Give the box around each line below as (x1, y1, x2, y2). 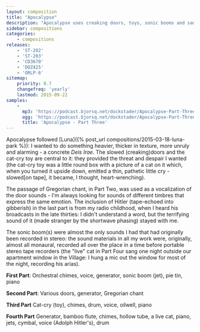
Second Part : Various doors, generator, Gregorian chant (6, 290, 144, 297)
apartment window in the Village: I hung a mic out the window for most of (6, 254, 186, 261)
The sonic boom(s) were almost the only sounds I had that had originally (6, 229, 183, 236)
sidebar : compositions (6, 25, 62, 32)
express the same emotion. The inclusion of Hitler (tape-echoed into (6, 198, 174, 206)
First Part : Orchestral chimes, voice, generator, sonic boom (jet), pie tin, (6, 272, 183, 279)
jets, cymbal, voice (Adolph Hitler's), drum (6, 319, 110, 327)
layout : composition (6, 8, 58, 15)
